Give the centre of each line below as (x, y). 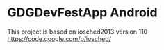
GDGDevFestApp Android (82, 13)
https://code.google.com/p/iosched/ (59, 38)
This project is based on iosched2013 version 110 (77, 32)
